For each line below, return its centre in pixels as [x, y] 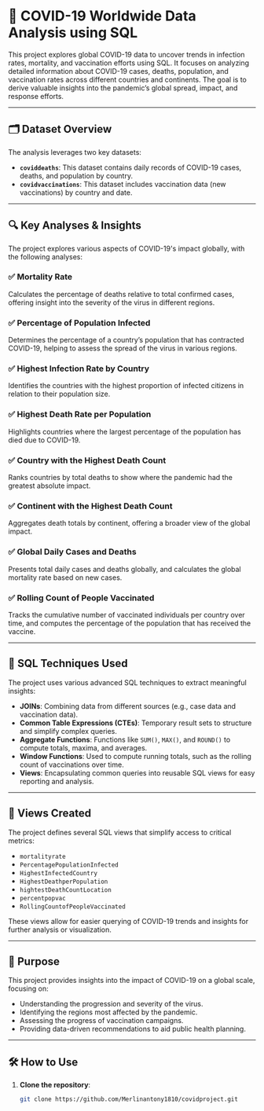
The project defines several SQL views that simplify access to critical [120, 832]
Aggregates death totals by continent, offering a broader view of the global [129, 523]
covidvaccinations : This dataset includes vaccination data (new [123, 184]
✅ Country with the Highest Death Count [87, 460]
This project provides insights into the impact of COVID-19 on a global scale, [132, 981]
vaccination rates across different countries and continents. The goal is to [128, 79]
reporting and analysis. [57, 781]
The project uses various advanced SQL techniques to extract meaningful [128, 682]
